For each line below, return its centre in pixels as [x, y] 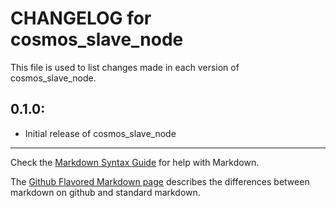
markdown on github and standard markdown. [105, 192]
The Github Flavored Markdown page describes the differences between [160, 181]
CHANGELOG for [81, 18]
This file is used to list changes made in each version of [125, 67]
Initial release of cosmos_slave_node [100, 133]
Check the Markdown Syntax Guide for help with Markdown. [135, 162]
